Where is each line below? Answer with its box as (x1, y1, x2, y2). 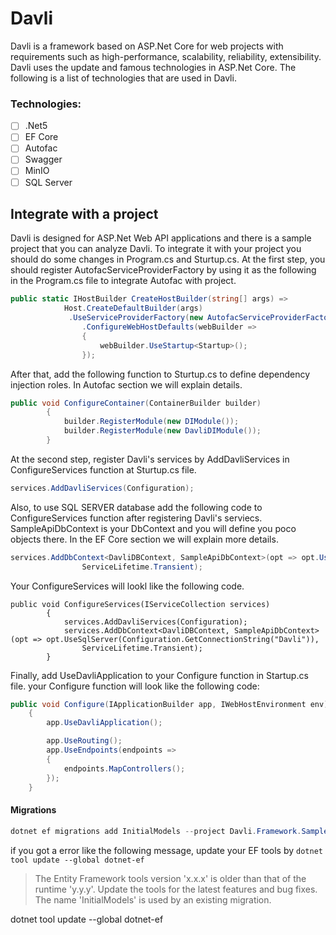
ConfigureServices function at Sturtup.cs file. (10, 463, 197, 476)
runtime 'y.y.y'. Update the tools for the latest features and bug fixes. (34, 883, 318, 895)
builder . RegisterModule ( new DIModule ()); (63, 417, 240, 427)
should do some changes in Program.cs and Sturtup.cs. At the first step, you (10, 253, 326, 266)
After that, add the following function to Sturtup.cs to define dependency (10, 368, 311, 380)
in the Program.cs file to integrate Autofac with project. (10, 275, 237, 287)
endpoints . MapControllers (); (63, 763, 186, 774)
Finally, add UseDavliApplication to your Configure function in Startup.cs (10, 669, 309, 681)
